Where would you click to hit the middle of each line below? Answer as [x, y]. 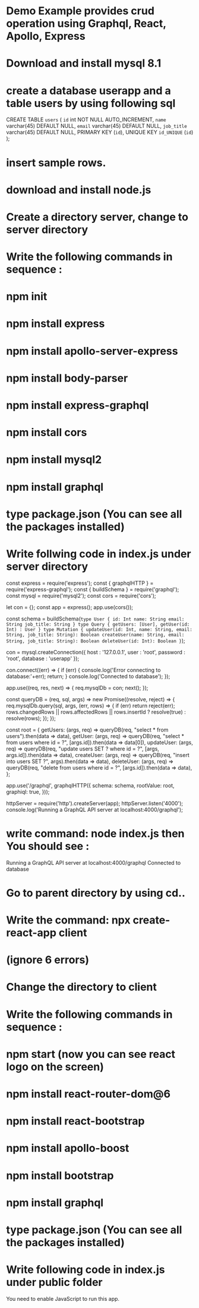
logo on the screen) [55, 1066]
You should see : [48, 846]
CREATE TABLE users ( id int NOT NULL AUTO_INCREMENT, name [86, 119]
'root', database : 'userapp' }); [43, 658]
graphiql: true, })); [28, 792]
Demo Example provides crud [80, 11]
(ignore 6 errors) [48, 960]
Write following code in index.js [86, 1270]
